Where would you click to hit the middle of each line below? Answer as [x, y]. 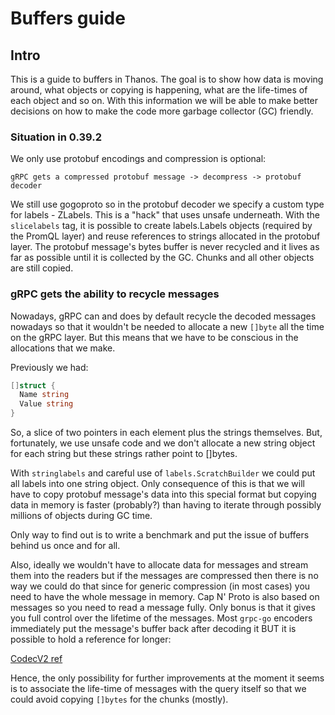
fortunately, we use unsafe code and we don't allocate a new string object [163, 443]
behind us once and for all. [65, 546]
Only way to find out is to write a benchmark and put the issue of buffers [160, 535]
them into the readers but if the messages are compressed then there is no [164, 576]
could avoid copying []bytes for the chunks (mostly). [119, 699]
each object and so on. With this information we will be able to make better [164, 100]
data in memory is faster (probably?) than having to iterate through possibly [166, 505]
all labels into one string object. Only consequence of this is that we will [157, 484]
